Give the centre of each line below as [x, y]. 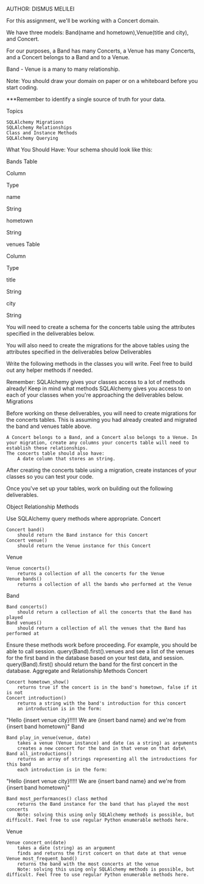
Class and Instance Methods [42, 133]
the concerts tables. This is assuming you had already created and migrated [102, 420]
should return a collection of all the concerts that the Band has [104, 612]
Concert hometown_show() [38, 682]
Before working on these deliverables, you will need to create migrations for [101, 413]
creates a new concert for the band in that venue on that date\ [102, 748]
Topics [15, 111]
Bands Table [22, 161]
